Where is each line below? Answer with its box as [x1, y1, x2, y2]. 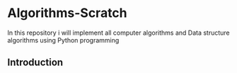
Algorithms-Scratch [7, 5, 127, 21]
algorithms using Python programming [7, 35, 120, 44]
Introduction [7, 57, 64, 69]
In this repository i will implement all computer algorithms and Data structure [7, 28, 230, 37]
